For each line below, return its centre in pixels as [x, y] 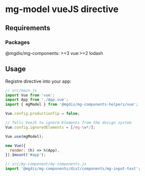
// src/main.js [21, 90]
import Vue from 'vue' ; [30, 95]
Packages [18, 42]
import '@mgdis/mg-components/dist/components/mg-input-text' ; [73, 169]
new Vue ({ [16, 145]
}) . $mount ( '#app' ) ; [26, 155]
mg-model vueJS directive [62, 9]
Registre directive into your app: [38, 81]
